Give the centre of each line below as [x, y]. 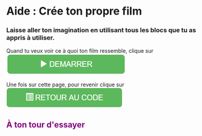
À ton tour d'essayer [46, 125]
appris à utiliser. [31, 38]
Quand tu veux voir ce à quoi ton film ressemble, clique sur [80, 51]
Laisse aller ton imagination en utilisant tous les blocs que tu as [101, 30]
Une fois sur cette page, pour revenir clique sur [65, 85]
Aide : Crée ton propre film [74, 11]
